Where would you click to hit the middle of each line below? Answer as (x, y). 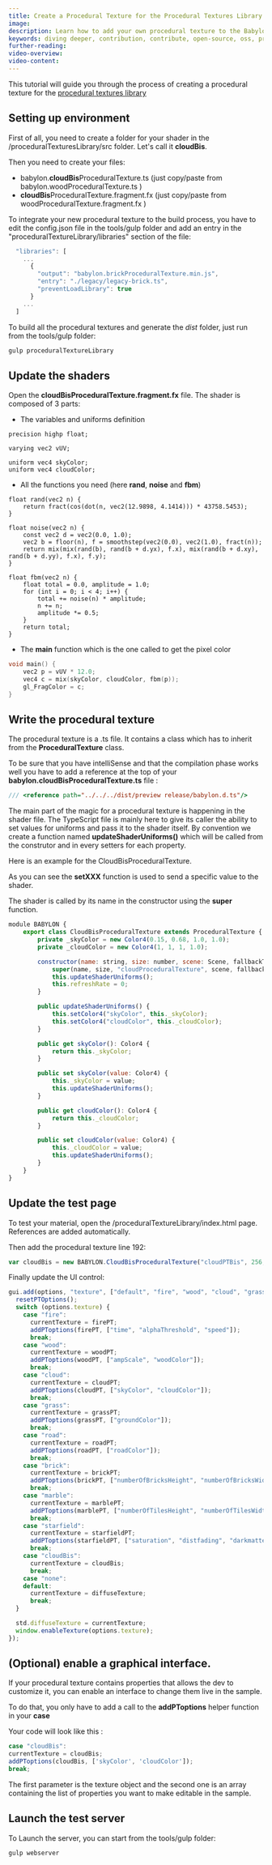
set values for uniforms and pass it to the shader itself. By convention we (130, 828)
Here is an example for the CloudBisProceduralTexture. (100, 861)
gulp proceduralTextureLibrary (61, 350)
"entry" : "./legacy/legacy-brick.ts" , (103, 282)
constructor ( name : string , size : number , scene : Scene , (134, 962)
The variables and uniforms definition (83, 420)
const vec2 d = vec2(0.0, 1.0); (77, 536)
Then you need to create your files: (67, 162)
